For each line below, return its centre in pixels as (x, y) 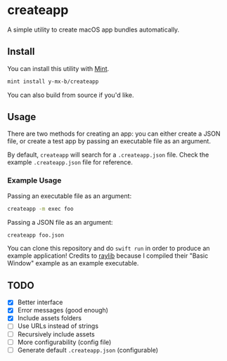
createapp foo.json (36, 235)
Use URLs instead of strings (58, 326)
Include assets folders (50, 318)
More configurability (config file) (64, 342)
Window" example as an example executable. (73, 263)
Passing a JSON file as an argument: (60, 222)
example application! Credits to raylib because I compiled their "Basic (108, 256)
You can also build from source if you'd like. (71, 95)
